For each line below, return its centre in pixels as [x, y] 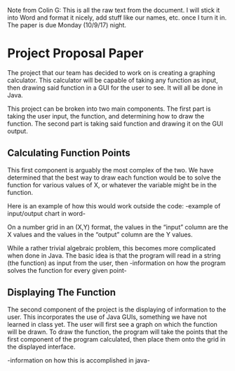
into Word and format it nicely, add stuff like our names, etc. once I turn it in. [117, 18]
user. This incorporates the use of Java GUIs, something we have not [107, 317]
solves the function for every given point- [67, 270]
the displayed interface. [41, 346]
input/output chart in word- [47, 213]
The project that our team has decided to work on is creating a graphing [111, 72]
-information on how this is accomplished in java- [79, 360]
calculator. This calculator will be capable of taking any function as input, [113, 80]
